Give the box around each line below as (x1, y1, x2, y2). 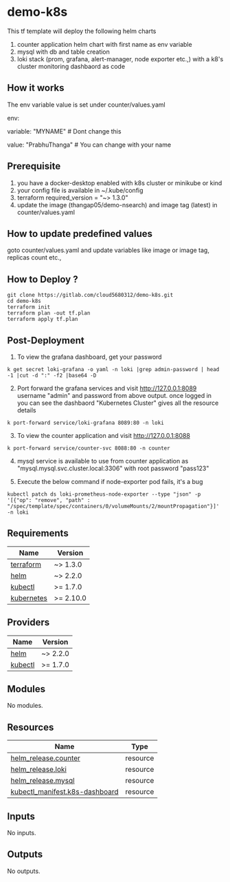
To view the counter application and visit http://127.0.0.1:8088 (16, 432, 191, 439)
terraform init (7, 304, 51, 311)
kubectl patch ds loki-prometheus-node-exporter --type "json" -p (7, 491, 201, 498)
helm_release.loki (10, 765, 67, 775)
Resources (7, 721, 54, 733)
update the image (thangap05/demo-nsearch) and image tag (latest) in (16, 200, 218, 209)
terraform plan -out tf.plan (7, 310, 91, 317)
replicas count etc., (7, 253, 62, 262)
